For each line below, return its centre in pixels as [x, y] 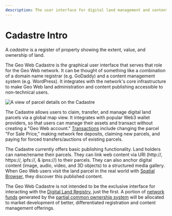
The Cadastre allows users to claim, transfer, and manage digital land [78, 112]
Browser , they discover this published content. [54, 176]
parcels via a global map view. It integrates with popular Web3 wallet [78, 117]
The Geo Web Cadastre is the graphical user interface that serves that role [84, 65]
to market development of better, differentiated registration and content [81, 202]
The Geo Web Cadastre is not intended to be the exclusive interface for [80, 186]
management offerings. [30, 208]
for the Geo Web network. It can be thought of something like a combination [85, 70]
